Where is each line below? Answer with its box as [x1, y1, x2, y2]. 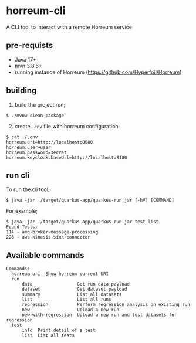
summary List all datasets [21, 291, 122, 297]
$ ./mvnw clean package [6, 113, 65, 118]
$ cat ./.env [6, 134, 38, 140]
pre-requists [6, 40, 53, 50]
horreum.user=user [6, 144, 51, 150]
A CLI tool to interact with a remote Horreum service [6, 23, 132, 30]
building [6, 86, 37, 96]
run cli [6, 170, 30, 180]
